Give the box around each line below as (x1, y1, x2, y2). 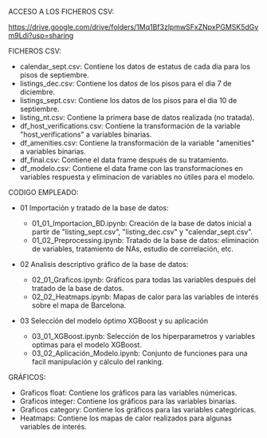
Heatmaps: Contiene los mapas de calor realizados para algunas (19, 413, 233, 423)
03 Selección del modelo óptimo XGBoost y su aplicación (19, 316, 209, 325)
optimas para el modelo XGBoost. (31, 340, 142, 349)
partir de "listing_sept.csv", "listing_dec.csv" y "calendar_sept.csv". (31, 227, 253, 237)
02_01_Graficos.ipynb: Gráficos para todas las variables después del (31, 275, 257, 285)
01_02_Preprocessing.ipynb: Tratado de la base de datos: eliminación (31, 236, 259, 245)
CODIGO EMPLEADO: (8, 188, 79, 197)
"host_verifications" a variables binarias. (19, 129, 152, 139)
